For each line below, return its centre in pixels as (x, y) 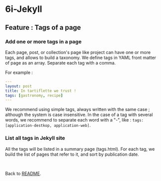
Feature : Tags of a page (43, 28)
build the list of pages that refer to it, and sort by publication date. (72, 154)
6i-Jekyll (24, 9)
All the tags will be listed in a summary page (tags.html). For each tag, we (80, 149)
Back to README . (23, 173)
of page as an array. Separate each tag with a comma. (60, 62)
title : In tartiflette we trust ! (41, 91)
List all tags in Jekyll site (35, 138)
